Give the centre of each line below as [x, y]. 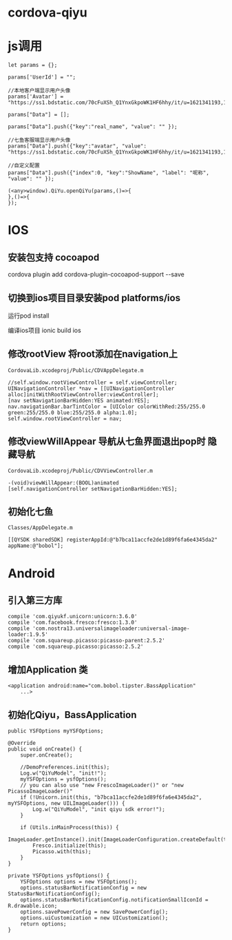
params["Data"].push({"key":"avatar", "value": [77, 146]
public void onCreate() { [45, 749]
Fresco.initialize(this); [70, 846]
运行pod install [29, 316]
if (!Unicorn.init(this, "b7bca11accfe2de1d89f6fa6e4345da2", [111, 797]
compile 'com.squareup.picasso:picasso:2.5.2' [76, 647]
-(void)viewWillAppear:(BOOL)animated [63, 483]
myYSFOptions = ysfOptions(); [64, 779]
